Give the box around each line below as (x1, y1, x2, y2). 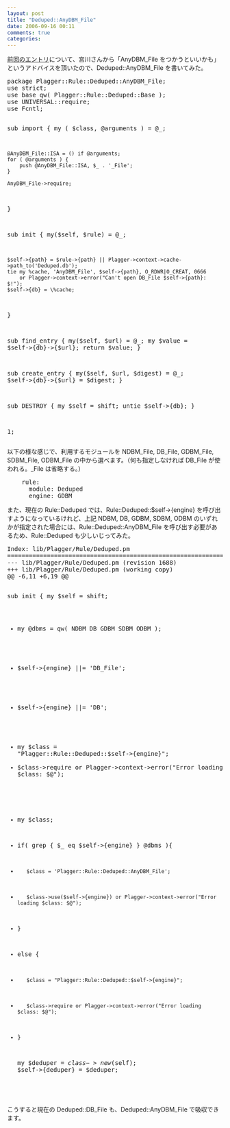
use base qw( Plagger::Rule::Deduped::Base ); (7, 91, 166, 99)
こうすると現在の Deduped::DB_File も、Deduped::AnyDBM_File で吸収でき (7, 1105, 220, 1114)
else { (16, 951, 40, 958)
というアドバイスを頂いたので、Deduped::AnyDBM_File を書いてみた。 (7, 64, 207, 72)
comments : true (7, 29, 51, 36)
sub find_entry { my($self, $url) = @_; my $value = (7, 337, 188, 345)
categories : (7, 36, 41, 42)
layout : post (7, 10, 44, 17)
